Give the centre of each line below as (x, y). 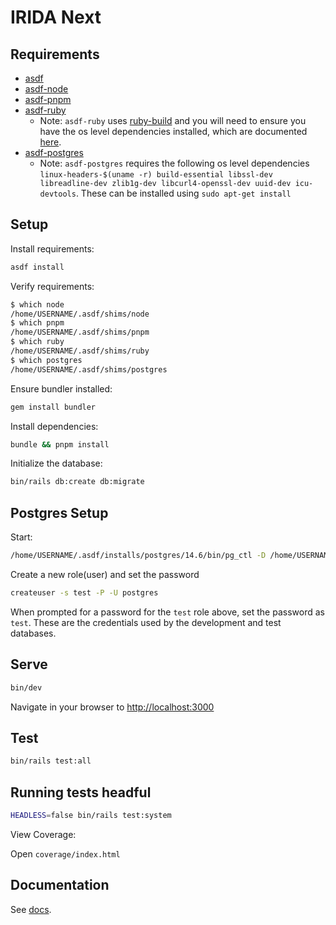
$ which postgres (46, 360)
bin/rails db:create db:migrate (77, 482)
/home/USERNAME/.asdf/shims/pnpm (80, 332)
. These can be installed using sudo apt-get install (183, 193)
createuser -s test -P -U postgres (84, 593)
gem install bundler (53, 407)
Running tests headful (81, 792)
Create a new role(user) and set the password (105, 574)
